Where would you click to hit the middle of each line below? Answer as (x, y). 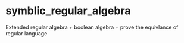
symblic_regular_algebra (68, 11)
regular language (26, 33)
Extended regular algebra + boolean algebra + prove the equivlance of (92, 27)
